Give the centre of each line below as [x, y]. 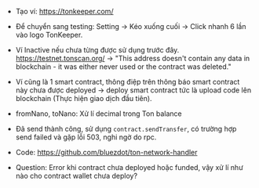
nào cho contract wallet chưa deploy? [77, 176]
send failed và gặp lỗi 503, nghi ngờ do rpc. [86, 137]
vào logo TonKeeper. [49, 35]
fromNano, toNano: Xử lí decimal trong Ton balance [98, 114]
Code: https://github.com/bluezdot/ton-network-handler [106, 152]
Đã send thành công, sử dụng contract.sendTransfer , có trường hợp [126, 129]
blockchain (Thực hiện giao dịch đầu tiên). [84, 98]
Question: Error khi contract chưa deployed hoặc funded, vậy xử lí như [129, 167]
